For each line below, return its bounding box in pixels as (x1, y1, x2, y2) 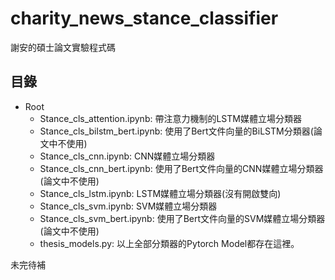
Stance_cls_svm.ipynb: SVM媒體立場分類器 (39, 200, 218, 212)
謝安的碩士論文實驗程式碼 (10, 41, 116, 53)
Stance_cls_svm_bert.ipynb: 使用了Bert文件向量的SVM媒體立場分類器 (39, 212, 326, 224)
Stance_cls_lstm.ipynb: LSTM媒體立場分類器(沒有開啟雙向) (39, 187, 282, 199)
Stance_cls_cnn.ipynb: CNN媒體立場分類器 (39, 150, 216, 162)
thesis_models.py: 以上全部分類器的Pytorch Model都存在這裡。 (39, 237, 300, 249)
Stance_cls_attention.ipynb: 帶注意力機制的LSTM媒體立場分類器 (39, 112, 302, 124)
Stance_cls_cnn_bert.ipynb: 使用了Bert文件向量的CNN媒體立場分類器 (39, 162, 324, 174)
